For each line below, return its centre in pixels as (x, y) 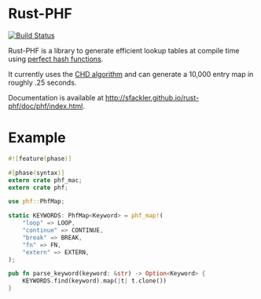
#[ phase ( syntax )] (37, 173)
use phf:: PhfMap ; (37, 202)
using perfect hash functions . (56, 59)
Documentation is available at (56, 97)
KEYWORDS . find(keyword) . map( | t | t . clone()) (95, 281)
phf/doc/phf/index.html (46, 106)
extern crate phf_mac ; (45, 180)
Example (37, 138)
